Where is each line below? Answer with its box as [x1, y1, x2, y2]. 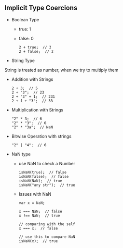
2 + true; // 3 [18, 45, 52, 50]
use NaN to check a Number [18, 160, 75, 166]
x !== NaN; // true [18, 213, 60, 218]
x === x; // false [18, 226, 58, 231]
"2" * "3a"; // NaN [11, 124, 53, 130]
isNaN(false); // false [18, 174, 69, 179]
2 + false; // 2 [18, 49, 54, 54]
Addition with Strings [11, 76, 54, 82]
